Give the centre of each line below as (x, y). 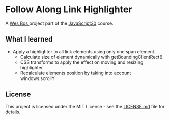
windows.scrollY (37, 78)
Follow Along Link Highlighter (69, 9)
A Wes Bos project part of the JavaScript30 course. (59, 23)
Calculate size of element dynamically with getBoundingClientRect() (91, 57)
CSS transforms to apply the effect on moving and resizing (82, 62)
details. (13, 112)
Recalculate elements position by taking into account (76, 73)
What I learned (29, 39)
